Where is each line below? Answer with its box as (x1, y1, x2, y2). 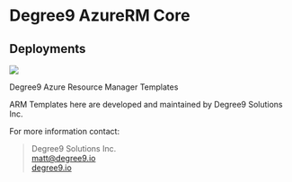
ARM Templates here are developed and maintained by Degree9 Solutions (9, 100, 283, 109)
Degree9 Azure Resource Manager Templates (9, 82, 179, 92)
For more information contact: (9, 126, 119, 136)
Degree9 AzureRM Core (9, 5, 190, 26)
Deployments (9, 41, 86, 56)
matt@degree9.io (31, 153, 96, 163)
